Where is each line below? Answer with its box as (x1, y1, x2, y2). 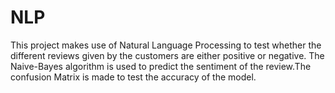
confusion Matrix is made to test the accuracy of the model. (10, 71, 257, 83)
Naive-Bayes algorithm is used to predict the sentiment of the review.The (10, 60, 312, 72)
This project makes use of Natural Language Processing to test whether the (10, 39, 322, 51)
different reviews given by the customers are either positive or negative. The (10, 49, 325, 61)
